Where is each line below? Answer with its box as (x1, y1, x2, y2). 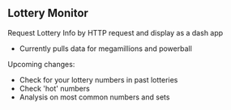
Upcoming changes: (7, 59, 75, 69)
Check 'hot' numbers (19, 83, 90, 93)
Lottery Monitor (7, 6, 88, 20)
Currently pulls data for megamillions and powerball (19, 44, 192, 53)
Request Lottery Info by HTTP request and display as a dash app (7, 27, 224, 37)
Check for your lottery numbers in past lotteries (19, 74, 178, 84)
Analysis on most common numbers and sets (19, 92, 170, 102)
